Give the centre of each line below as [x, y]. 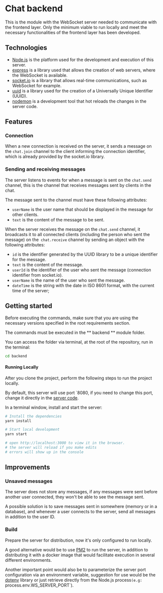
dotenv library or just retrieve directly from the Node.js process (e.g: [74, 580]
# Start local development [32, 430]
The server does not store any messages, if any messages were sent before [81, 492]
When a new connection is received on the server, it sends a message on [78, 146]
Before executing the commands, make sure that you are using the [72, 318]
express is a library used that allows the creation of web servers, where [84, 70]
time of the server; [31, 290]
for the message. [29, 259]
